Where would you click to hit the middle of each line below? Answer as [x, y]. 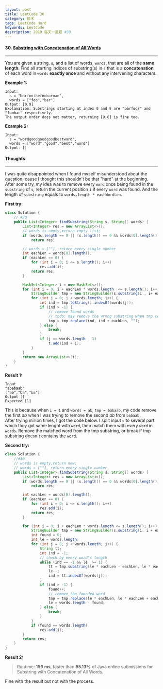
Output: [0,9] [19, 104]
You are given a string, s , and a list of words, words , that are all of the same [80, 63]
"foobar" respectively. [29, 113]
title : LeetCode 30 [25, 14]
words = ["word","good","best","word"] [50, 144]
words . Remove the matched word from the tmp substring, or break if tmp [78, 431]
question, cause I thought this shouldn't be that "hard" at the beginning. [77, 179]
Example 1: [16, 83]
